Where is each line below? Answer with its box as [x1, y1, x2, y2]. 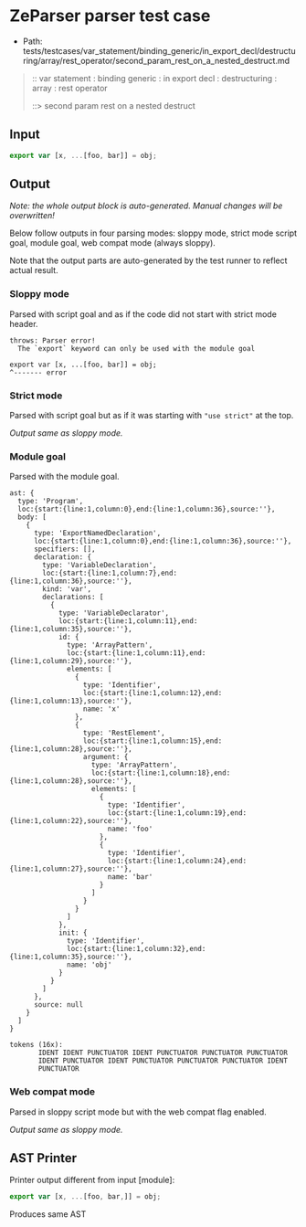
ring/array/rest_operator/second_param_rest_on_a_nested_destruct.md [22, 55, 290, 66]
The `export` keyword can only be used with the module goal [17, 344, 256, 353]
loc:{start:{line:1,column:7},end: [42, 568, 178, 578]
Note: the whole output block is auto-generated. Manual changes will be [9, 200, 283, 211]
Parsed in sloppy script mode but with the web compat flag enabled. [9, 1106, 267, 1117]
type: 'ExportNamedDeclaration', [33, 529, 162, 538]
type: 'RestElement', [82, 728, 166, 738]
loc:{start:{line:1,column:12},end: [82, 689, 223, 698]
